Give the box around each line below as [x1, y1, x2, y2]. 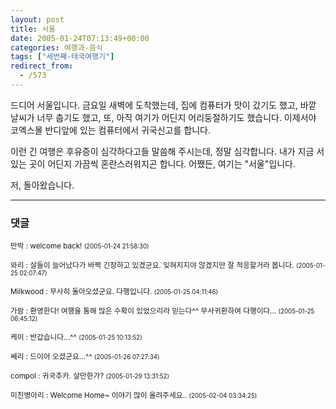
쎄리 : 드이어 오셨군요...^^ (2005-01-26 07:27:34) [10, 352, 160, 362]
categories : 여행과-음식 [10, 42, 103, 53]
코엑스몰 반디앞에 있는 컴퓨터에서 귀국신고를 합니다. [10, 124, 211, 136]
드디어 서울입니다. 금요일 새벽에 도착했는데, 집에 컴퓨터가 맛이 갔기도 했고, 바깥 [10, 99, 317, 111]
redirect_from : [10, 61, 74, 71]
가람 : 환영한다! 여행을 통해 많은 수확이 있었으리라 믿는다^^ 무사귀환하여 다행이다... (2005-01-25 [10, 306, 315, 316]
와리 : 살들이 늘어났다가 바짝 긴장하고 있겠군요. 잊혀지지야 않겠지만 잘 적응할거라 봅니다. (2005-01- [10, 261, 326, 271]
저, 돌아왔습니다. [10, 179, 75, 191]
